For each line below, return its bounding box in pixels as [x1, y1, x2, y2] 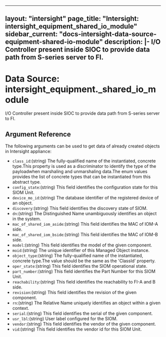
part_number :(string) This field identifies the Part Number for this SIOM [12, 268, 156, 275]
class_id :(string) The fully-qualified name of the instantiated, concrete [12, 158, 156, 164]
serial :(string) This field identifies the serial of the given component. [12, 310, 153, 317]
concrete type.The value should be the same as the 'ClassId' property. [12, 258, 156, 264]
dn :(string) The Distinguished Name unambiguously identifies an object [12, 211, 157, 217]
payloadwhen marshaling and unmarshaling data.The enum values [12, 169, 148, 175]
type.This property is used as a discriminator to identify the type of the [12, 163, 157, 169]
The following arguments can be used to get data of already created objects [5, 143, 160, 149]
